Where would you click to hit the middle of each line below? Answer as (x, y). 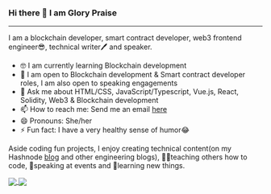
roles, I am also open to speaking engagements (99, 83)
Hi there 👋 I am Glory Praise (63, 13)
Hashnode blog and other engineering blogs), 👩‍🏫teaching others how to (128, 157)
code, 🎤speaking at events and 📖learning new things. (97, 166)
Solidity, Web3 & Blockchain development (89, 101)
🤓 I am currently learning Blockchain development (103, 66)
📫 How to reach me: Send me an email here (94, 109)
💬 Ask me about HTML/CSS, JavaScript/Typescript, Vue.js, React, (129, 92)
